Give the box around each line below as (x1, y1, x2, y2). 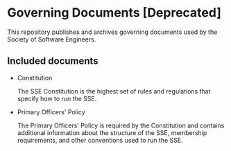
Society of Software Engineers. (7, 35, 96, 43)
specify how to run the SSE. (17, 94, 97, 103)
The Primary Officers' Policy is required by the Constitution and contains (17, 121, 225, 130)
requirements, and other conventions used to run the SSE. (17, 136, 183, 144)
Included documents (7, 55, 99, 67)
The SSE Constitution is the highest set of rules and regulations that (17, 87, 211, 95)
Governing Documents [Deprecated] (7, 5, 222, 21)
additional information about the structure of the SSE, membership (17, 128, 207, 136)
